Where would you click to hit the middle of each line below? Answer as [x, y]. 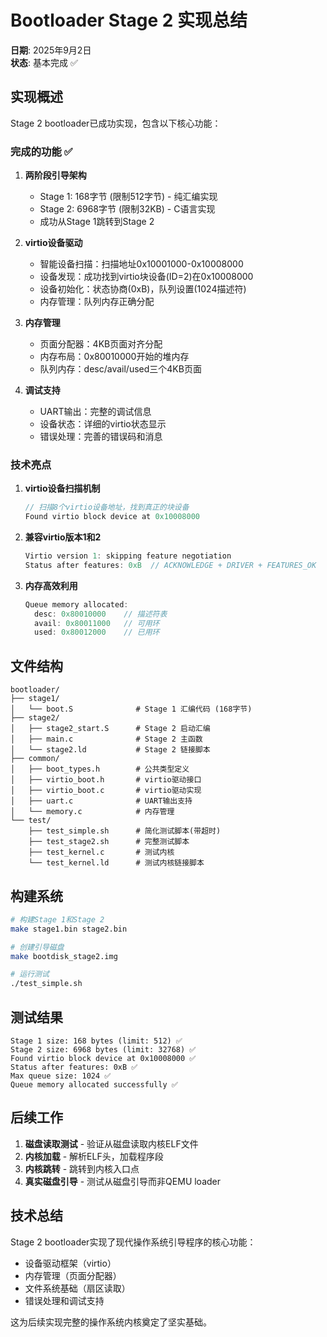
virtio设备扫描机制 [62, 488]
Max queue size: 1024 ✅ [61, 1076]
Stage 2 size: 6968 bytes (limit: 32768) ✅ [103, 1050]
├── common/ [35, 759]
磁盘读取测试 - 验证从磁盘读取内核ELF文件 [111, 1143]
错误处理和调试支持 [64, 1300]
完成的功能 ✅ [41, 151]
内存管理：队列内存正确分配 [97, 302]
